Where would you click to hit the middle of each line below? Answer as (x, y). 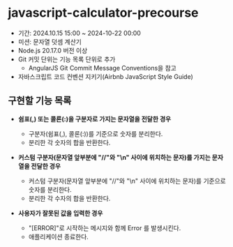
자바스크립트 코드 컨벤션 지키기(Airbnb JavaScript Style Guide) (106, 76)
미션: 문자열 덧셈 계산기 (50, 42)
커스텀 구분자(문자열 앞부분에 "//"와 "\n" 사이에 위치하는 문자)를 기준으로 (127, 181)
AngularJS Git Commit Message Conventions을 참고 (102, 68)
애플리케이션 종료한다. (59, 237)
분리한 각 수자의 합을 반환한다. (69, 198)
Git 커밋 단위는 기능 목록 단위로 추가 (67, 59)
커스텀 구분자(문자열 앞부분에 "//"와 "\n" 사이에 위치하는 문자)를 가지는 (114, 157)
